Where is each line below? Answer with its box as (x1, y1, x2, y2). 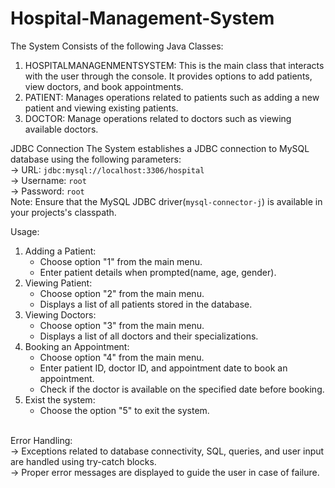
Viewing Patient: (24, 277, 93, 289)
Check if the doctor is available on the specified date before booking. (39, 383, 325, 395)
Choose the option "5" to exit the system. (39, 404, 210, 416)
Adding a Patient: (24, 245, 97, 257)
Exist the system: (24, 393, 96, 406)
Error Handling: (10, 434, 73, 446)
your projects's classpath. (10, 206, 117, 218)
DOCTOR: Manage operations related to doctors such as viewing (24, 112, 292, 124)
